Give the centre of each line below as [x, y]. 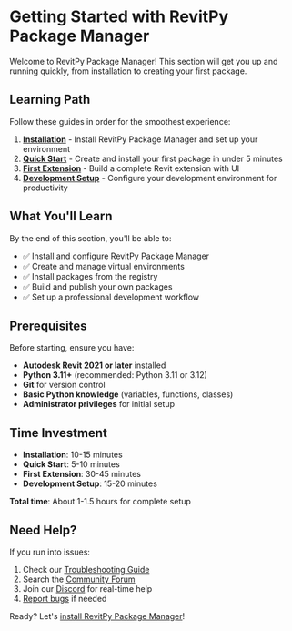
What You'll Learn [61, 216]
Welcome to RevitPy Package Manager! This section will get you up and [144, 61]
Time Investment [58, 433]
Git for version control [64, 385]
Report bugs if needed [65, 599]
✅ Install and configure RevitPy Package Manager [116, 256]
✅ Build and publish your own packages [97, 286]
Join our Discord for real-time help [87, 589]
